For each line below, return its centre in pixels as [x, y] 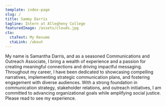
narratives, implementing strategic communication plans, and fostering [78, 77]
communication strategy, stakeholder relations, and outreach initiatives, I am [83, 88]
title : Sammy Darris [27, 19]
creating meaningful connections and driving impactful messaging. [74, 66]
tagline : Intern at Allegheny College [45, 24]
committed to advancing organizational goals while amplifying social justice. [83, 93]
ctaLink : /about [26, 42]
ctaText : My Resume [30, 38]
